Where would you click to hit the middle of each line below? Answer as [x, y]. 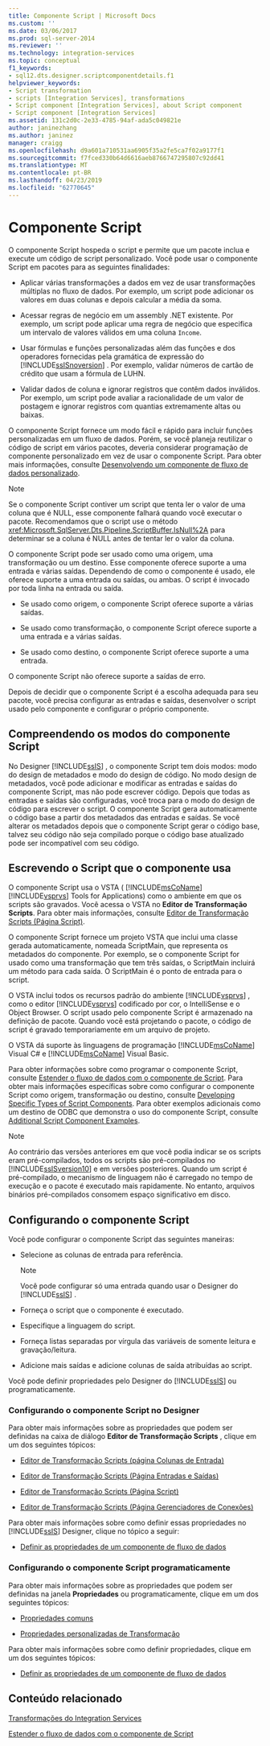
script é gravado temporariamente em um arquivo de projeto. [109, 1029]
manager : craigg [35, 143]
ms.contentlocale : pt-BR [50, 173]
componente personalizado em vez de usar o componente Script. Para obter [135, 456]
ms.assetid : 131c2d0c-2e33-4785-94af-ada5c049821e [95, 121]
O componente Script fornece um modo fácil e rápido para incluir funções [131, 430]
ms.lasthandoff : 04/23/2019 [55, 181]
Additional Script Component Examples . [74, 1121]
